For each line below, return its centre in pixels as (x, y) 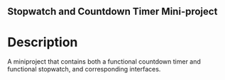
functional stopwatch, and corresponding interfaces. (84, 69)
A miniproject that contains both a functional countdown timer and (104, 62)
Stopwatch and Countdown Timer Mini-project (112, 12)
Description (43, 42)
